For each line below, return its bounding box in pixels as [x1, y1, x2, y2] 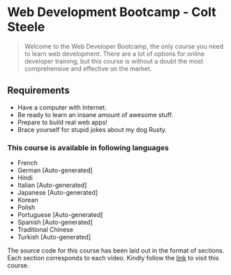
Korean [17, 196, 38, 205]
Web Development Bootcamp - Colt [7, 4, 216, 20]
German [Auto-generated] [17, 166, 93, 174]
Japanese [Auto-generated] [17, 188, 98, 197]
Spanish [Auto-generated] [17, 218, 93, 227]
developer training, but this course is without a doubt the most [24, 57, 204, 65]
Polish [17, 203, 36, 211]
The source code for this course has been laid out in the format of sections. [7, 246, 225, 255]
